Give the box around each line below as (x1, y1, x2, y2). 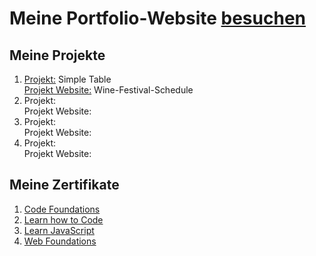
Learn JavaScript (23, 224, 95, 236)
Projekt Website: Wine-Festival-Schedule (23, 84, 194, 96)
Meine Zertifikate (9, 177, 120, 194)
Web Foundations (23, 235, 97, 247)
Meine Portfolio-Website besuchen (9, 7, 306, 30)
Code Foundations (23, 203, 101, 215)
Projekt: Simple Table (23, 73, 112, 85)
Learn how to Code (23, 213, 104, 226)
